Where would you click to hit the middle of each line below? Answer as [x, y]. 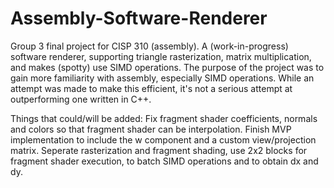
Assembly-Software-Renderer [139, 18]
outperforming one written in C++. [81, 99]
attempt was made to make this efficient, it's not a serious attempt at [151, 88]
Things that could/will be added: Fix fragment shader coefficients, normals [164, 118]
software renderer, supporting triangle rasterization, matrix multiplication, [161, 56]
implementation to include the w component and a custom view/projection [163, 139]
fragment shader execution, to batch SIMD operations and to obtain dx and [164, 161]
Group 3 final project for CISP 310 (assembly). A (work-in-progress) [149, 46]
